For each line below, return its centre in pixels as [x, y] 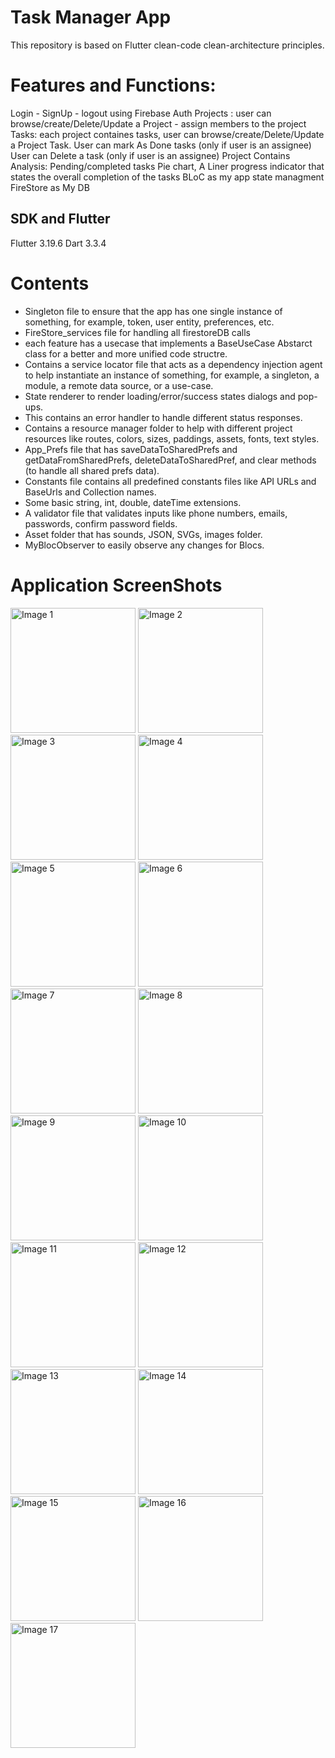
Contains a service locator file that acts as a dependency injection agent [173, 364]
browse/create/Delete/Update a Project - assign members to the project [158, 123]
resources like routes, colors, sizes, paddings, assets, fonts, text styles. [172, 438]
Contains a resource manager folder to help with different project [158, 428]
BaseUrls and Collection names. [90, 492]
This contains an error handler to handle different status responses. [163, 417]
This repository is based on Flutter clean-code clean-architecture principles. [167, 45]
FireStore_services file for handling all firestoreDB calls [137, 332]
